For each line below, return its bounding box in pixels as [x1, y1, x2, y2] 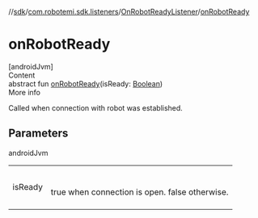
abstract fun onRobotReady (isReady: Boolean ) [8, 78, 163, 88]
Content [8, 70, 36, 80]
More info [8, 87, 41, 97]
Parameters [8, 127, 69, 140]
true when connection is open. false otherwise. [50, 186, 229, 197]
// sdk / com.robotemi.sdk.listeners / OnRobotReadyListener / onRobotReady [8, 7, 250, 16]
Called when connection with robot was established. [8, 103, 184, 112]
